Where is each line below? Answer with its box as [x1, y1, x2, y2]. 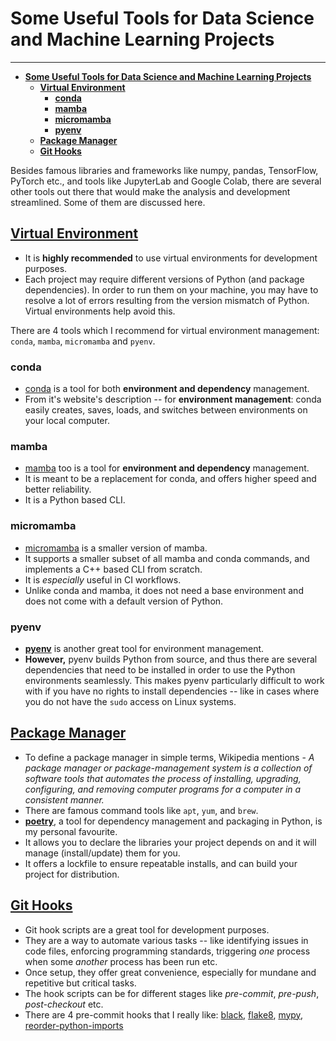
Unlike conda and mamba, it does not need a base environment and [24, 584, 304, 596]
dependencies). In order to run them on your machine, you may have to [24, 283, 319, 296]
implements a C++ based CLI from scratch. [24, 563, 203, 575]
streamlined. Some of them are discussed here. [10, 196, 206, 208]
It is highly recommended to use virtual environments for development [24, 252, 318, 264]
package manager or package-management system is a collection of [24, 762, 313, 774]
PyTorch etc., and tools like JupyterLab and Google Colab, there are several [10, 175, 322, 187]
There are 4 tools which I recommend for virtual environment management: [10, 324, 320, 336]
